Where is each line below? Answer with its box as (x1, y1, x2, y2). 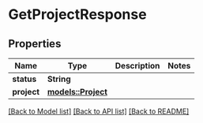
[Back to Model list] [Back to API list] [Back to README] (8, 106, 190, 116)
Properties (8, 37, 62, 50)
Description (115, 61, 160, 71)
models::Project (47, 87, 108, 97)
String (47, 73, 71, 84)
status (12, 73, 37, 84)
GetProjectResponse (8, 6, 148, 24)
